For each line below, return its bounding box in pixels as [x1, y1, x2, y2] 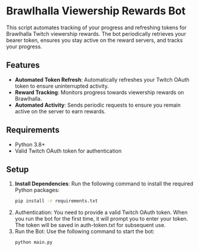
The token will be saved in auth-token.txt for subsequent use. [14, 222, 166, 229]
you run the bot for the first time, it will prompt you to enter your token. [14, 215, 188, 222]
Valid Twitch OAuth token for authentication [14, 147, 122, 154]
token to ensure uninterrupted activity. [14, 82, 109, 89]
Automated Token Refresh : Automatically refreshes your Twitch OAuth [14, 76, 189, 83]
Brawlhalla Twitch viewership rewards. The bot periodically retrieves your [6, 30, 186, 37]
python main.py [14, 240, 53, 246]
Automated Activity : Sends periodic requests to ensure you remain [14, 101, 181, 109]
